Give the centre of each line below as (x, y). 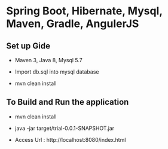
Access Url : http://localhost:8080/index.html (70, 139)
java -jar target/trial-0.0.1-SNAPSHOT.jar (65, 128)
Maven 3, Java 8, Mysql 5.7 (48, 60)
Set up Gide (28, 46)
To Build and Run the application (68, 102)
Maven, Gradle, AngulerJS (73, 24)
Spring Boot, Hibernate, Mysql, (84, 11)
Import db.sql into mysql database (57, 72)
